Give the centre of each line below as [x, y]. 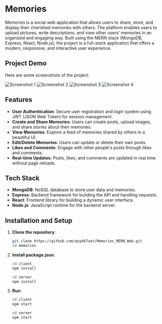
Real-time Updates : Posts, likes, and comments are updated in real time [84, 158]
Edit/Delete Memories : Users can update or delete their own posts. [79, 142]
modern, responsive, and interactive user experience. [58, 48]
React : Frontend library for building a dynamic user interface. [73, 200]
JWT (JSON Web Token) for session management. [62, 116]
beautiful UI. [24, 137]
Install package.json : [33, 255]
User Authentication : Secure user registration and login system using [81, 111]
